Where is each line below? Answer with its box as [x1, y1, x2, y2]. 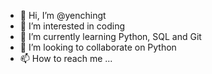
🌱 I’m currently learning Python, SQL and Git [19, 31, 202, 42]
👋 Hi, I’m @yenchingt [19, 10, 107, 21]
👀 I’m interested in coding [19, 20, 126, 32]
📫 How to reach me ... [19, 53, 113, 64]
